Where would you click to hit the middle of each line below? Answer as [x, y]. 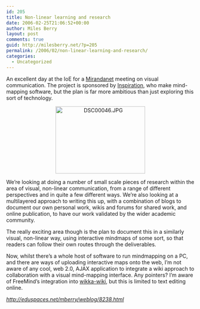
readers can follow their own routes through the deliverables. [81, 244]
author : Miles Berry [32, 28]
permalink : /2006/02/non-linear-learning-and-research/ [77, 51]
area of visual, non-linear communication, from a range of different [88, 188]
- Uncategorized [32, 62]
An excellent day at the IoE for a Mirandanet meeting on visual [82, 79]
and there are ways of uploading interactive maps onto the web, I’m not [94, 262]
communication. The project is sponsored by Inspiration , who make [89, 85]
